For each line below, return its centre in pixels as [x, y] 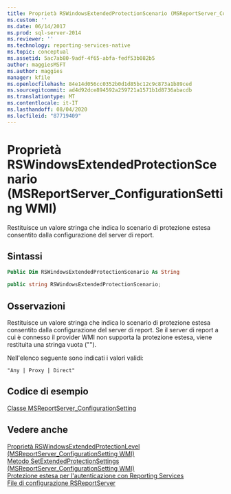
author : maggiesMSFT [37, 65]
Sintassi [25, 256]
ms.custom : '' [27, 20]
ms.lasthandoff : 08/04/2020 [47, 109]
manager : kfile [29, 77]
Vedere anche [38, 430]
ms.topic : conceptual [38, 52]
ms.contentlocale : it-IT [43, 103]
